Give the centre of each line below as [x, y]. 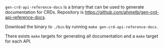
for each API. [18, 41]
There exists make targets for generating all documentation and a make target [82, 36]
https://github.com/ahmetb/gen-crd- [122, 12]
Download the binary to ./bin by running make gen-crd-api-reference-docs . [82, 27]
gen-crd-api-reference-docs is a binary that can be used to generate [75, 7]
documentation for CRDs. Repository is [44, 12]
